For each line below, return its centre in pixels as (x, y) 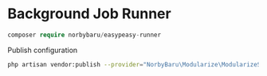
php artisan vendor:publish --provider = (76, 64)
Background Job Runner (90, 14)
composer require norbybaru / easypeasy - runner (84, 35)
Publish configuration (43, 50)
